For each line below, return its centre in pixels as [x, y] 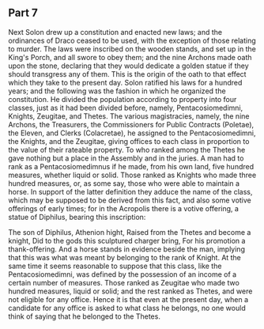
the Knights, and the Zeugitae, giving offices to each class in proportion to [129, 141]
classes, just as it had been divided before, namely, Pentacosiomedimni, [126, 108]
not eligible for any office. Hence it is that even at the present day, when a [128, 299]
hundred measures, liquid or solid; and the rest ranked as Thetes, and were [130, 291]
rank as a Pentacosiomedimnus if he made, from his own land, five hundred [131, 166]
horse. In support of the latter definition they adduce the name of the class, [130, 191]
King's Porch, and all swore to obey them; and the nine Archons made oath [130, 57]
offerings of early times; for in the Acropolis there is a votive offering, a [124, 208]
